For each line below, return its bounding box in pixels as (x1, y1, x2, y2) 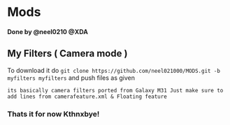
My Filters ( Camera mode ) (7, 48, 128, 60)
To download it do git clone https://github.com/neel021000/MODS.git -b (7, 66, 220, 74)
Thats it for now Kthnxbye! (7, 109, 100, 119)
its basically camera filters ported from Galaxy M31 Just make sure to (7, 87, 224, 94)
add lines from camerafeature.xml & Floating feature (7, 93, 168, 100)
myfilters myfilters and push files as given (7, 74, 135, 82)
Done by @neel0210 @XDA (7, 27, 89, 35)
